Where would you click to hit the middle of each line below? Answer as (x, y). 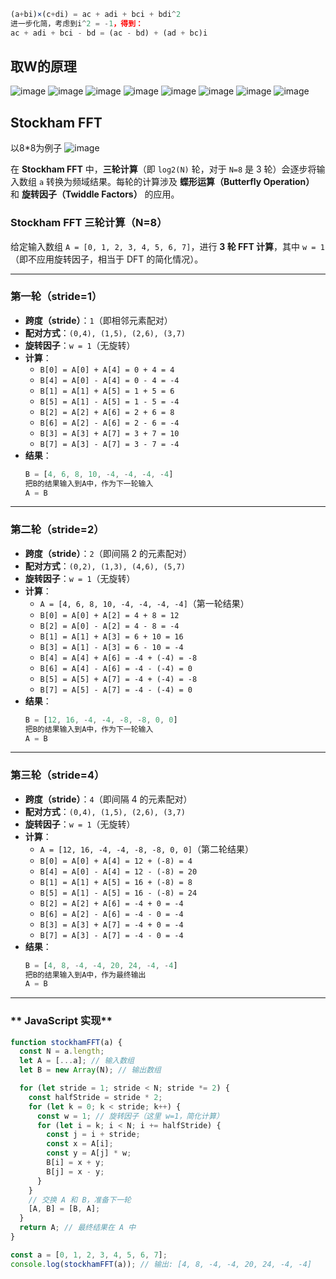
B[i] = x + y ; (75, 1163)
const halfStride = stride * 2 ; (95, 1097)
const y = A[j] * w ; (89, 1153)
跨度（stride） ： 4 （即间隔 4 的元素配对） (108, 799)
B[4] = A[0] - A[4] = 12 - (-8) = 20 (118, 871)
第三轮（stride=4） (57, 775)
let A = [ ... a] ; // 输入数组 (77, 1061)
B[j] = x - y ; (75, 1171)
